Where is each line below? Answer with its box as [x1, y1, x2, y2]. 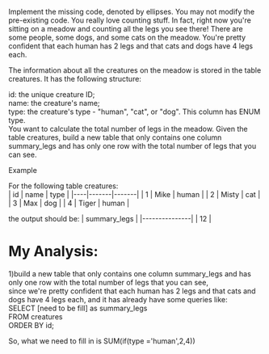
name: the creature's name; [8, 99, 100, 107]
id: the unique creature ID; [8, 90, 95, 99]
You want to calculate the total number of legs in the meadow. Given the [8, 124, 248, 133]
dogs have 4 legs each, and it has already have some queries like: [8, 294, 228, 304]
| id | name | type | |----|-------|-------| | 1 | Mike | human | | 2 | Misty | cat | [8, 190, 261, 199]
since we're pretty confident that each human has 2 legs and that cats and [8, 286, 256, 296]
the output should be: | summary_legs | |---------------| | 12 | [8, 214, 212, 223]
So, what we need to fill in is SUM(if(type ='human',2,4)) [8, 335, 195, 346]
